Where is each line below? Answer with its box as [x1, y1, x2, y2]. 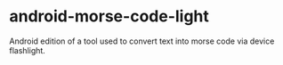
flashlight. [9, 45, 46, 55]
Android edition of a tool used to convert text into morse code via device [9, 36, 275, 46]
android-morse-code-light [9, 6, 209, 27]
